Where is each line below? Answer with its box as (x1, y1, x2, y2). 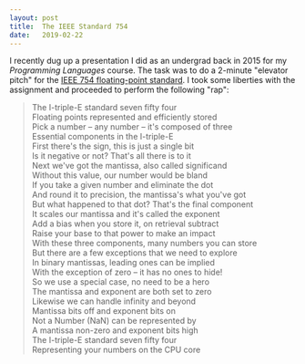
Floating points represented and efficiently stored (31, 111, 218, 123)
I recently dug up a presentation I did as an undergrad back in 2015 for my (9, 56, 288, 67)
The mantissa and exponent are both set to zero (31, 286, 212, 297)
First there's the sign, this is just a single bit (31, 140, 195, 151)
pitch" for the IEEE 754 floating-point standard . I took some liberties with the (9, 75, 296, 86)
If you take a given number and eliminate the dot (31, 180, 214, 191)
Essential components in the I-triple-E (31, 131, 174, 142)
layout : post (9, 13, 59, 23)
